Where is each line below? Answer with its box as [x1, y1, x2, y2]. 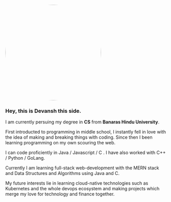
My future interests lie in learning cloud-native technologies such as [5, 180, 149, 186]
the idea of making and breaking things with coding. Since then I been [5, 134, 153, 140]
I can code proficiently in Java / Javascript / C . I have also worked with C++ [5, 149, 166, 156]
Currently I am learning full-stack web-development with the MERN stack [5, 165, 159, 171]
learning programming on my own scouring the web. [5, 140, 116, 146]
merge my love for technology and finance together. [5, 191, 115, 197]
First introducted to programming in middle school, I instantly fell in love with [5, 129, 166, 135]
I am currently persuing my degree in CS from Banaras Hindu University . [5, 119, 160, 125]
